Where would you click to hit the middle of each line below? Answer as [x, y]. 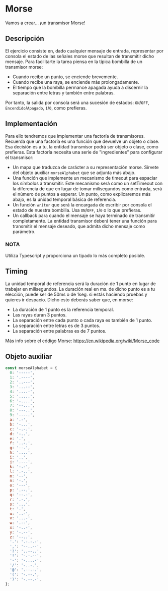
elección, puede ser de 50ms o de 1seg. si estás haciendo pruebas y [76, 294]
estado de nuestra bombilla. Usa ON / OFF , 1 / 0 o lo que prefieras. [77, 210]
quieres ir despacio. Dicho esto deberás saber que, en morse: [69, 300]
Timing [16, 271]
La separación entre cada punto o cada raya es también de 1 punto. [82, 320]
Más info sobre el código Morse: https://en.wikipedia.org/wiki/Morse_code [82, 341]
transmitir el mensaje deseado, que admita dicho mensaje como [79, 226]
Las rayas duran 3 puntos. [39, 315]
